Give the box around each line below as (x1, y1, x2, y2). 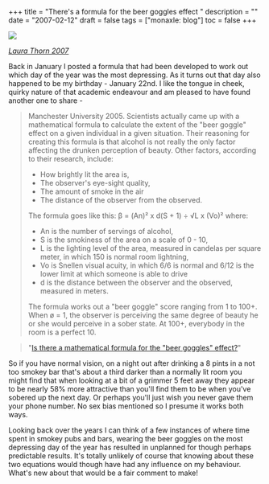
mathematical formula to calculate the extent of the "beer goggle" (27, 120, 247, 129)
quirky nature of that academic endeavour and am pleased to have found (8, 88, 251, 96)
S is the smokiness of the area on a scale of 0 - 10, (39, 235, 209, 244)
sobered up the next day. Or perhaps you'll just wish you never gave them (8, 393, 254, 402)
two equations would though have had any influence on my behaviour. (8, 460, 242, 469)
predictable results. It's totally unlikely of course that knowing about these (8, 451, 254, 461)
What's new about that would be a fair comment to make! (8, 468, 199, 478)
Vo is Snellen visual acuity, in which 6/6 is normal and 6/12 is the (39, 260, 255, 270)
